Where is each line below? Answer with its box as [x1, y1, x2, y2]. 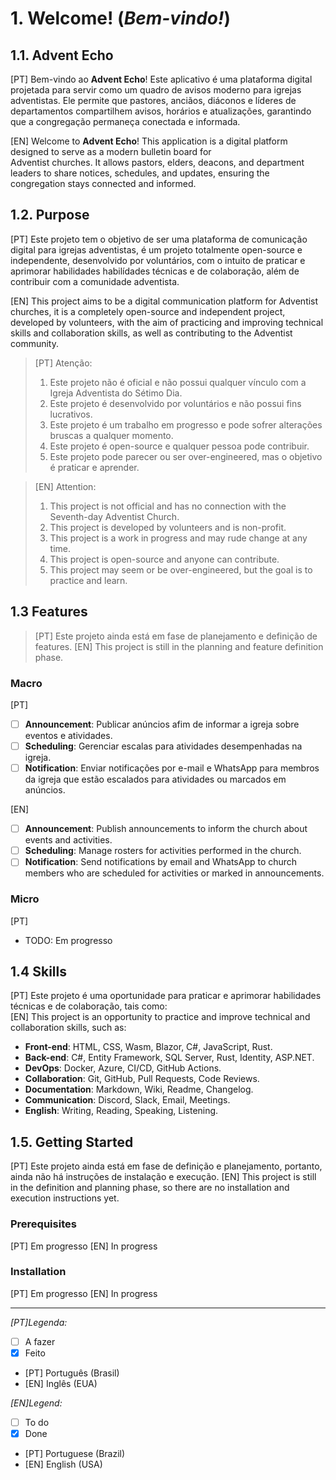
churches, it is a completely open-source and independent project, [10, 305, 286, 317]
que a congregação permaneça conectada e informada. [10, 116, 241, 127]
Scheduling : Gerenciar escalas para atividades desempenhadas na [24, 740, 303, 752]
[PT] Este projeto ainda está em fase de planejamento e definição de [34, 630, 318, 642]
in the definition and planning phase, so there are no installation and [10, 1182, 290, 1194]
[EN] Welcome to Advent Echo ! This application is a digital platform [10, 135, 288, 147]
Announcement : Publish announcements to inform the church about [24, 823, 308, 835]
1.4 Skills [10, 963, 68, 980]
